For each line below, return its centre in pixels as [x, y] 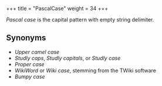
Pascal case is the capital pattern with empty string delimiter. [80, 19]
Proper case [30, 64]
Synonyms [26, 38]
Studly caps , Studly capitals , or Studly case [67, 58]
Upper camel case [37, 52]
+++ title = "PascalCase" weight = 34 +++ [57, 8]
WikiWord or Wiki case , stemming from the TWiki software [85, 70]
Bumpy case [30, 76]
